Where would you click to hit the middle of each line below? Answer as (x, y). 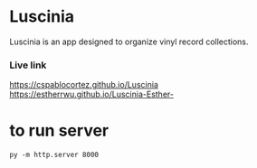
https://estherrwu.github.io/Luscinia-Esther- (92, 94)
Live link (28, 65)
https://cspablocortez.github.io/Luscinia (84, 85)
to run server (59, 131)
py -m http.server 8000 (54, 155)
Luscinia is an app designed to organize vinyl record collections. (129, 42)
